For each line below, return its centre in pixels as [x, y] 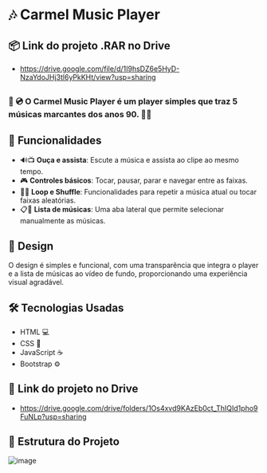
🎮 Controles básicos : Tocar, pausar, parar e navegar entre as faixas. [134, 180]
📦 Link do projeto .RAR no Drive [90, 45]
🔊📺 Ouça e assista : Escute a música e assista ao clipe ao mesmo [129, 160]
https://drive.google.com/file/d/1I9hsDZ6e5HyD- [100, 69]
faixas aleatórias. [48, 200]
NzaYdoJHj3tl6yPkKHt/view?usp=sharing [88, 77]
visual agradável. [36, 282]
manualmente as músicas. [63, 221]
